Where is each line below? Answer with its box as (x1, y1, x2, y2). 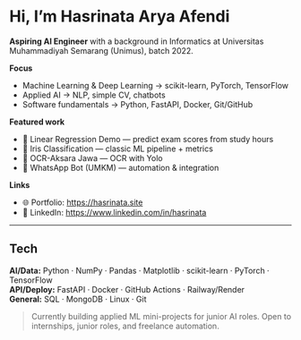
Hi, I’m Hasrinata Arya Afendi (9, 6, 230, 27)
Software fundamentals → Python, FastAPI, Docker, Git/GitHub (21, 98, 254, 109)
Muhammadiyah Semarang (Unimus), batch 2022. (9, 45, 194, 55)
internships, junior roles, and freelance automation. (30, 320, 219, 331)
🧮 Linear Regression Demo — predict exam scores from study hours (21, 133, 274, 144)
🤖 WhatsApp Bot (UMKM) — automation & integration (21, 162, 219, 173)
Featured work (9, 116, 65, 127)
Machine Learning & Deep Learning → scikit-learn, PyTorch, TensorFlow (21, 80, 289, 90)
